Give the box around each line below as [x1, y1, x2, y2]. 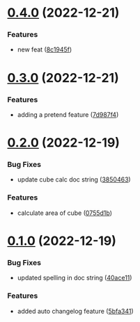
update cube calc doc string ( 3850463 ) [17, 175, 131, 184]
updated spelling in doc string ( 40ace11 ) [17, 273, 132, 282]
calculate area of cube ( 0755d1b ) [17, 209, 113, 217]
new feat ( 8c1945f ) [17, 45, 72, 54]
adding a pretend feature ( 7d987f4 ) [17, 110, 119, 119]
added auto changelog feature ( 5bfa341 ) [17, 307, 134, 315]
